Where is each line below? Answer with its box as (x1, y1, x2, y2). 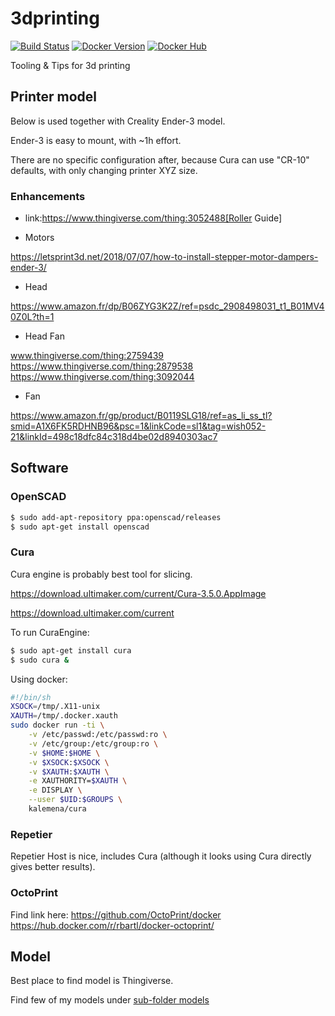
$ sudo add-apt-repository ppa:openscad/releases (10, 512, 222, 522)
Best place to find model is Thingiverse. (10, 975, 174, 987)
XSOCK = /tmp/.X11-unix (10, 702, 101, 712)
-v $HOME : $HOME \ (28, 748, 101, 758)
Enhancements (10, 189, 86, 203)
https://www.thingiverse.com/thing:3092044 (10, 371, 195, 383)
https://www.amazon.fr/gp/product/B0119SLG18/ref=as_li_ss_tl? (10, 410, 273, 422)
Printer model (10, 88, 98, 106)
